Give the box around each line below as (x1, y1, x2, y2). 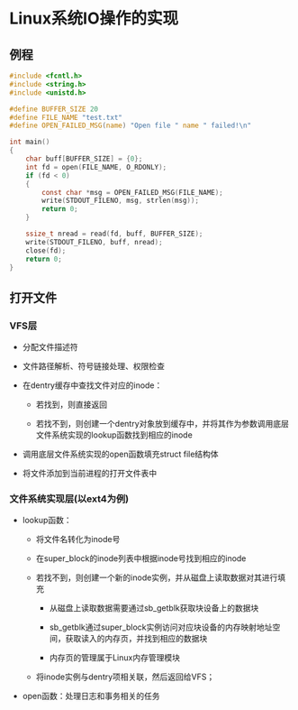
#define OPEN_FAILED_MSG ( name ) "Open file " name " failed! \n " (9, 121, 252, 131)
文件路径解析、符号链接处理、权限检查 (22, 361, 165, 372)
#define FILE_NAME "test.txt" (9, 113, 123, 122)
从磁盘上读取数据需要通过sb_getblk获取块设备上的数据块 (49, 603, 259, 613)
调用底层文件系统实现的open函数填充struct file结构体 (22, 448, 219, 460)
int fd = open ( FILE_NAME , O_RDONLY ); (25, 162, 167, 171)
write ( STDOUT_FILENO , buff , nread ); (25, 237, 164, 246)
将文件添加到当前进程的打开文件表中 (22, 468, 158, 479)
